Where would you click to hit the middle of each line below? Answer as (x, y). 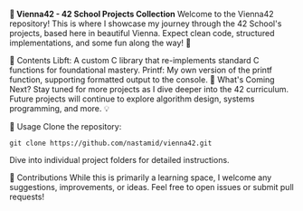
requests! (27, 197)
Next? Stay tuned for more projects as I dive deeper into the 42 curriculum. (149, 89)
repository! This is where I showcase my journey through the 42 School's (146, 24)
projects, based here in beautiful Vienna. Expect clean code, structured (142, 33)
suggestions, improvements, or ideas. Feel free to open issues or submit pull (151, 187)
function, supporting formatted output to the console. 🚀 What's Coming (142, 80)
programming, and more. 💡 (60, 108)
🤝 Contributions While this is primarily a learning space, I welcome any (141, 177)
